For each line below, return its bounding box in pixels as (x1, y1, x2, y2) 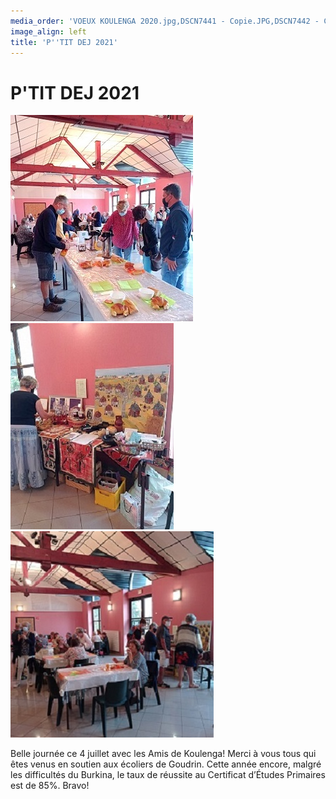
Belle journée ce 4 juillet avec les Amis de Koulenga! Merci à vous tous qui (10, 748, 317, 760)
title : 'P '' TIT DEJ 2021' (10, 37, 118, 47)
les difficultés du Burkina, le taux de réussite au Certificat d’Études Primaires (10, 769, 326, 781)
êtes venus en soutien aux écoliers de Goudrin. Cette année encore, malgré (10, 758, 322, 770)
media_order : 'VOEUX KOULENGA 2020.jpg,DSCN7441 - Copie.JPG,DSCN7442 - (10, 16, 320, 26)
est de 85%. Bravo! (10, 780, 90, 792)
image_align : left (10, 26, 87, 37)
